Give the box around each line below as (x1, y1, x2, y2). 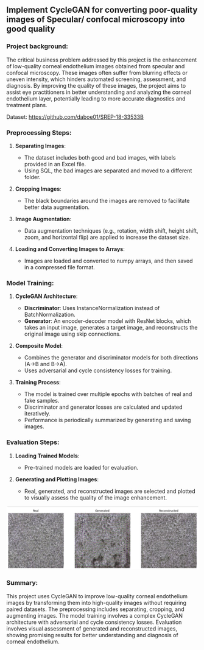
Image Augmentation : (15, 215, 72, 222)
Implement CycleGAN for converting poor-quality (6, 5, 198, 15)
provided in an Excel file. (24, 160, 86, 168)
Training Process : (15, 379, 61, 386)
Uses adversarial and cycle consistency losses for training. (24, 367, 172, 374)
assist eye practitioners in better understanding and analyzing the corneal (6, 88, 192, 96)
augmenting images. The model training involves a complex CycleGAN (6, 612, 183, 619)
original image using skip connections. (24, 330, 121, 337)
